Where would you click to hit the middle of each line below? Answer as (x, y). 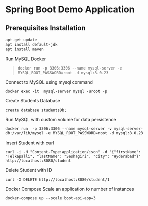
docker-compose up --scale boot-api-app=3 (51, 198)
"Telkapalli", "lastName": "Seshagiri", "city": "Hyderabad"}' (73, 156)
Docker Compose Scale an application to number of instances (70, 189)
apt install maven (24, 49)
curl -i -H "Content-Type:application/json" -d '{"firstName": (73, 152)
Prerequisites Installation (45, 28)
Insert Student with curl (30, 143)
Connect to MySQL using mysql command (49, 82)
